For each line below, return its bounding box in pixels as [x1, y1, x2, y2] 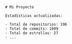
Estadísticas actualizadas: [5, 13, 63, 18]
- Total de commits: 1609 [5, 26, 58, 31]
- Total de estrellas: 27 [5, 31, 58, 36]
